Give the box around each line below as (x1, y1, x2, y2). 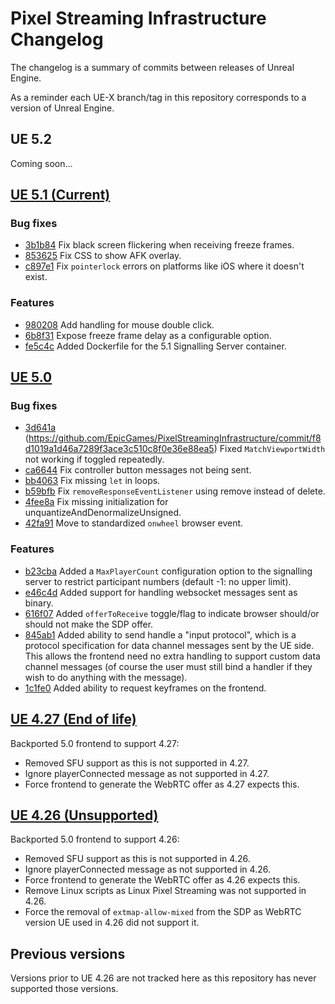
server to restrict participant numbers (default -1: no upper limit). (24, 575, 292, 587)
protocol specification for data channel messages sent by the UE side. (24, 639, 315, 651)
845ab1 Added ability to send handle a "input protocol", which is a (24, 628, 297, 641)
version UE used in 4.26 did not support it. (24, 917, 200, 929)
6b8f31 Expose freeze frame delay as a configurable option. (24, 329, 272, 341)
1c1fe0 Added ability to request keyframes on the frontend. (24, 682, 267, 694)
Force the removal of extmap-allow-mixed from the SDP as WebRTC (24, 906, 302, 918)
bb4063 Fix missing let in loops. (24, 475, 161, 487)
